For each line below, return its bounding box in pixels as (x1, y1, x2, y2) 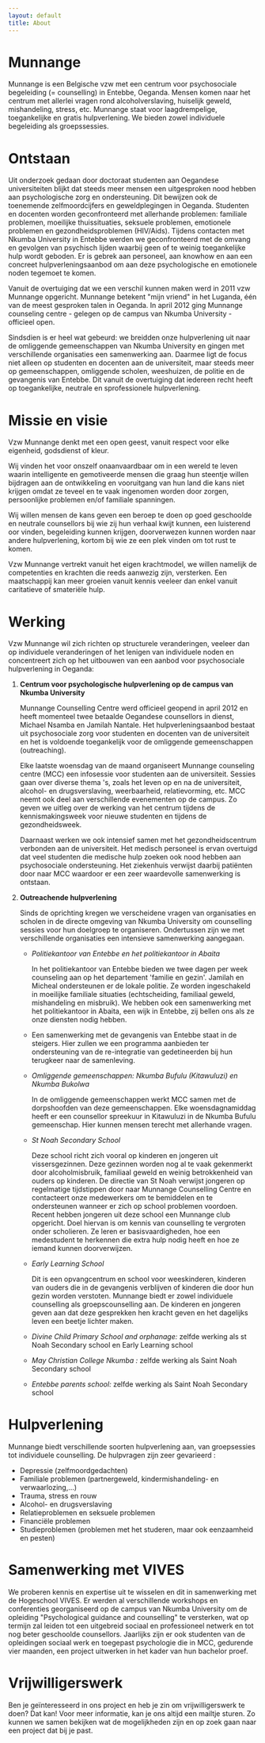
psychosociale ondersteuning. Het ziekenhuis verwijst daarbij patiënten (19, 860, 253, 870)
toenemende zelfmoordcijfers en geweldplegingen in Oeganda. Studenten (8, 201, 249, 210)
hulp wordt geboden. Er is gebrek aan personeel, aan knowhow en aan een (8, 252, 253, 261)
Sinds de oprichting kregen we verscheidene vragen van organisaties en (19, 908, 256, 918)
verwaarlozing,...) (19, 1483, 78, 1492)
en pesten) (19, 1533, 55, 1543)
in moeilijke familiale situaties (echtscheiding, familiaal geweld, (31, 990, 236, 999)
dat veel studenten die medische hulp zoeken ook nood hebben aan (19, 852, 241, 862)
